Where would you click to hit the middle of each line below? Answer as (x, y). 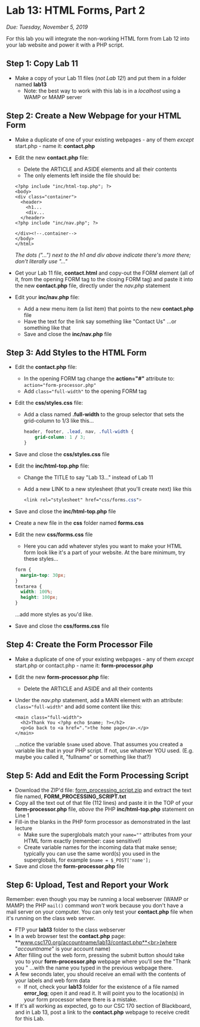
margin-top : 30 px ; (43, 575)
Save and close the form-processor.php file (69, 866)
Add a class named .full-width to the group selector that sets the (104, 414)
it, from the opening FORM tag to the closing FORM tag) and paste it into (104, 279)
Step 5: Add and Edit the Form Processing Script (98, 776)
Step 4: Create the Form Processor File (80, 645)
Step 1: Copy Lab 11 (42, 64)
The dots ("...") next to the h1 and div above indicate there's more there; (103, 255)
